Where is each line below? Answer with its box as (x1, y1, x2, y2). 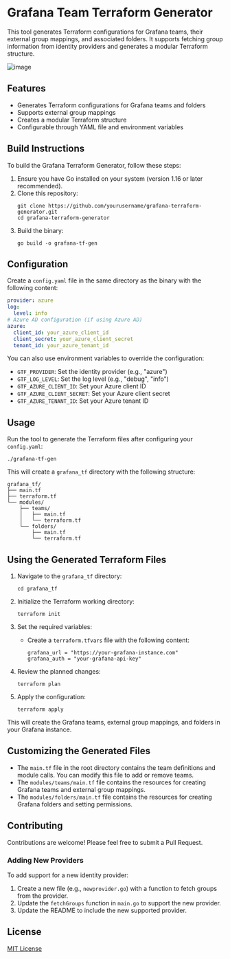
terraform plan (16, 681, 61, 687)
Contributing (7, 820, 63, 832)
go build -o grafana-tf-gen (16, 239, 97, 247)
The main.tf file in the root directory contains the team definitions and (16, 763, 216, 771)
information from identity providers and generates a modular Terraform (7, 42, 208, 50)
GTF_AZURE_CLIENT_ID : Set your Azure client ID (16, 382, 146, 390)
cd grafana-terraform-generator (16, 214, 110, 221)
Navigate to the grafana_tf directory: (16, 572, 122, 580)
